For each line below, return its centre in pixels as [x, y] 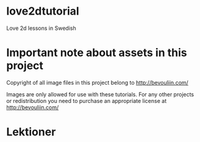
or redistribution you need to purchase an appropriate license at [86, 101]
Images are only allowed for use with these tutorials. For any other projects [100, 94]
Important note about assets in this [97, 53]
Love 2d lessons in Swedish [41, 28]
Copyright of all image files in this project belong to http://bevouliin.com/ [98, 82]
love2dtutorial [43, 11]
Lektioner [31, 132]
